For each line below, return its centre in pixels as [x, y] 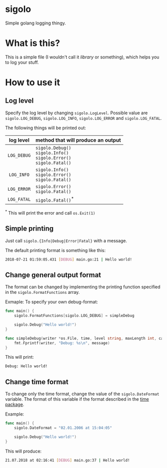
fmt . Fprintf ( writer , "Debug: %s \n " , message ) [62, 343]
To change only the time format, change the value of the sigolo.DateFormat [82, 394]
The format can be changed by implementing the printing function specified [83, 287]
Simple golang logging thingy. [36, 23]
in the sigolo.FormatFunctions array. [42, 292]
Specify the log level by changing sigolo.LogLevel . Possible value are [77, 113]
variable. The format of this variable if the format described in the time [77, 399]
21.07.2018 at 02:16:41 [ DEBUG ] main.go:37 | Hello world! [68, 460]
